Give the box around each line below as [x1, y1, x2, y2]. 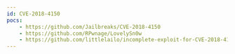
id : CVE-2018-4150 [6, 10, 60, 18]
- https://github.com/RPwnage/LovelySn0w [19, 29, 142, 37]
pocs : [6, 17, 22, 24]
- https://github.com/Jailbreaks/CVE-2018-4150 [19, 23, 161, 30]
